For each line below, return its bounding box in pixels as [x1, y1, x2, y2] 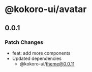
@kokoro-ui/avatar [5, 4, 87, 15]
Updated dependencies [12, 55, 62, 61]
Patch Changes [5, 39, 44, 46]
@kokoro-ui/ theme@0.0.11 [19, 60, 75, 66]
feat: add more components [12, 50, 71, 56]
